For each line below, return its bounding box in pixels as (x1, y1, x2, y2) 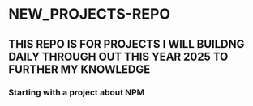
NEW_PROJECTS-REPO (8, 5, 170, 23)
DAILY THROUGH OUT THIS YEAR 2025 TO (8, 49, 229, 63)
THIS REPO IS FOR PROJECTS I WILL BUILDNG (8, 37, 245, 51)
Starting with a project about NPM (8, 87, 145, 98)
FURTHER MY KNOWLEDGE (8, 62, 151, 76)
